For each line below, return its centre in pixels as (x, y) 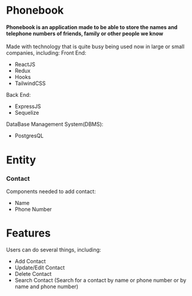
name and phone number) (47, 286)
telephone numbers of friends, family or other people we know (85, 33)
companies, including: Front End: (46, 53)
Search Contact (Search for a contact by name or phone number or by (100, 280)
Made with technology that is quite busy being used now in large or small (95, 47)
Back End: (18, 95)
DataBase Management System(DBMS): (55, 124)
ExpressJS (28, 106)
